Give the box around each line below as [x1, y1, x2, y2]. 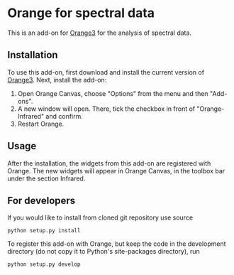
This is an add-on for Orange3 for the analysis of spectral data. [7, 28, 192, 37]
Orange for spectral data [7, 5, 155, 21]
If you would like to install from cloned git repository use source [7, 213, 194, 222]
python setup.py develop [7, 261, 81, 268]
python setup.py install [7, 227, 81, 234]
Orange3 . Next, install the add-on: [7, 75, 107, 84]
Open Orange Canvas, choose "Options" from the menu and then [17, 89, 208, 97]
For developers [7, 194, 76, 207]
